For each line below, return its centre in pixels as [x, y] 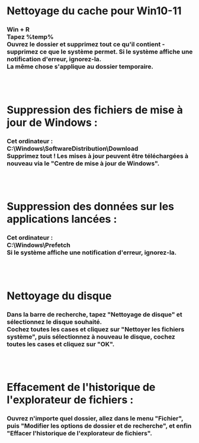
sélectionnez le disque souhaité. [54, 322]
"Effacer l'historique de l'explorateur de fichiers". [80, 433]
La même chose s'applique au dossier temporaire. [80, 67]
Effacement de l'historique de [81, 387]
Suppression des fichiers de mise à [95, 110]
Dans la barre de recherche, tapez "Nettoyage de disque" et [94, 314]
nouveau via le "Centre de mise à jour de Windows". [83, 163]
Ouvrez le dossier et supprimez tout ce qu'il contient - [86, 45]
